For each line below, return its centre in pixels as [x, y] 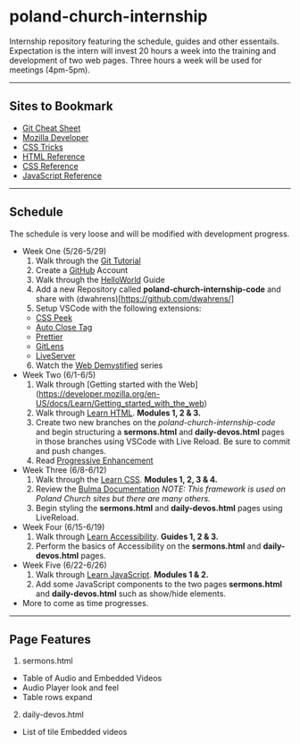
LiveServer [55, 355]
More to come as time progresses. [85, 603]
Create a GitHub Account [82, 269]
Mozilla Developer [55, 137]
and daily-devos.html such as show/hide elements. [130, 594]
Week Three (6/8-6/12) [64, 470]
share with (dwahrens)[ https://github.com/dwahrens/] [135, 298]
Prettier [49, 337]
